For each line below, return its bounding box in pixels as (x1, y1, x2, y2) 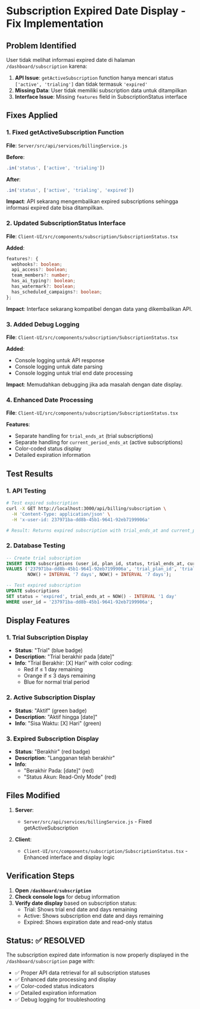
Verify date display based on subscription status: (14, 899, 137, 907)
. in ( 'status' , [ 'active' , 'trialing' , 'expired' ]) (6, 187, 135, 193)
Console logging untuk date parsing (14, 363, 103, 370)
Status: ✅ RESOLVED (6, 935, 85, 945)
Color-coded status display (14, 445, 82, 452)
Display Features (6, 615, 70, 626)
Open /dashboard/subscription (14, 886, 92, 894)
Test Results (6, 469, 54, 479)
